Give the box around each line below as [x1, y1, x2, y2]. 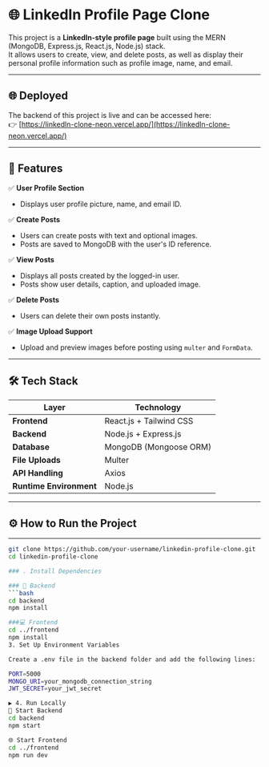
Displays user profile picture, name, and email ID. [19, 199, 183, 209]
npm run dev [8, 751, 48, 759]
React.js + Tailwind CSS [104, 416, 194, 427]
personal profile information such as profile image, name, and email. [8, 58, 233, 67]
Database [12, 441, 50, 452]
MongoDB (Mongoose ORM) [104, 441, 212, 452]
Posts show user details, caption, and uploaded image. [19, 279, 201, 289]
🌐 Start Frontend [8, 736, 67, 744]
